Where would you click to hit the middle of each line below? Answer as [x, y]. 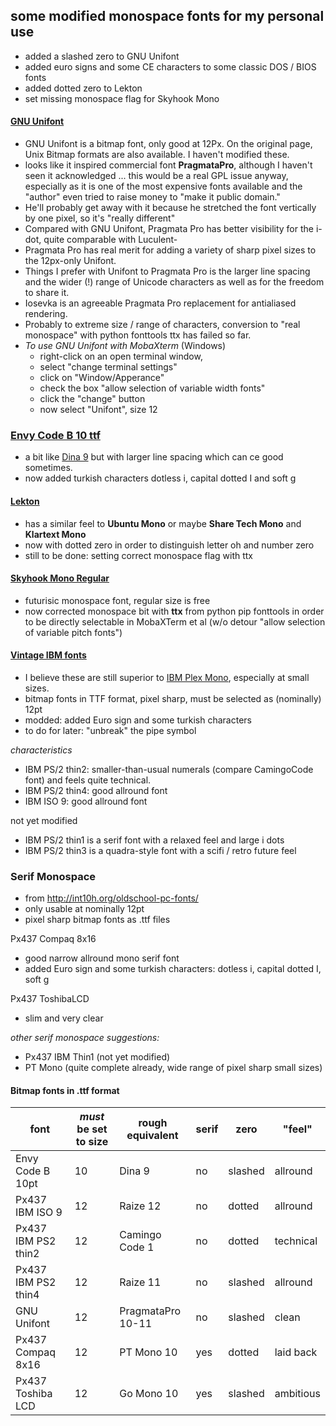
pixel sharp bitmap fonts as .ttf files [97, 920]
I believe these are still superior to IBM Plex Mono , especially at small [167, 677]
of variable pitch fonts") [73, 632]
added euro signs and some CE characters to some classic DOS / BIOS [170, 66]
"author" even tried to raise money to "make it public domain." [152, 197]
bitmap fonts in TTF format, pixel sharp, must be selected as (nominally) [173, 698]
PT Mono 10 [148, 1352]
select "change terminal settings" [108, 367]
